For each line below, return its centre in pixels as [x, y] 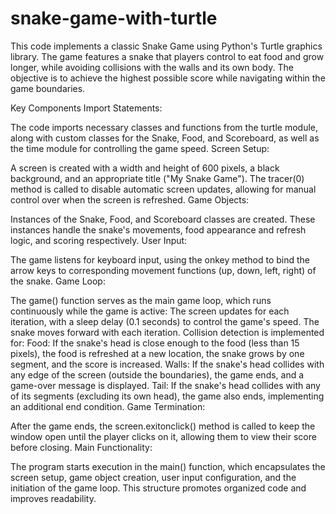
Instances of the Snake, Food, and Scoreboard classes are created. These [163, 219]
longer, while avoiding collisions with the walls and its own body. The [152, 67]
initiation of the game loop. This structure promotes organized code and [158, 488]
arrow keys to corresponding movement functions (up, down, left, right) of [163, 270]
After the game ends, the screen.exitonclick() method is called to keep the [163, 426]
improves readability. [53, 498]
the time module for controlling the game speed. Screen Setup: [140, 148]
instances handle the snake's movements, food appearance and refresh [158, 229]
